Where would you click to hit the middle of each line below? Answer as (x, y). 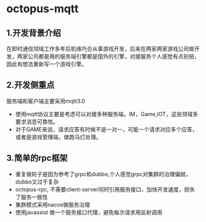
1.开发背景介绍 (34, 33)
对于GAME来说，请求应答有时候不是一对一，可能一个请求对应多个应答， (106, 129)
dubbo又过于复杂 (37, 182)
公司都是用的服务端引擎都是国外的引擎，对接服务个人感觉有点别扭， (113, 56)
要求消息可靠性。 (37, 122)
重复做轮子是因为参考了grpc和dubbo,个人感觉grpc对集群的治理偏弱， (103, 174)
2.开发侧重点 (31, 85)
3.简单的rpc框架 (37, 158)
